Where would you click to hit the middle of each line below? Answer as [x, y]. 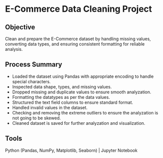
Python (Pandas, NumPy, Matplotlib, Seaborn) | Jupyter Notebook [71, 150]
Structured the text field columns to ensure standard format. [72, 102]
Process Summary [34, 65]
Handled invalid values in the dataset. [50, 107]
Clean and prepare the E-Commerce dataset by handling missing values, [78, 39]
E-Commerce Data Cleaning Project [79, 9]
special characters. [31, 81]
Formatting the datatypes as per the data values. [61, 97]
